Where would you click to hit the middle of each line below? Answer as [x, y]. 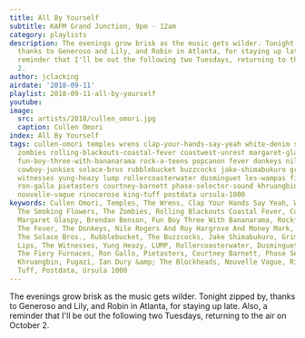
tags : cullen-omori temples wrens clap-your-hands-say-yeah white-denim [150, 144]
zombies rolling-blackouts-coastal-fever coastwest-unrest [132, 152]
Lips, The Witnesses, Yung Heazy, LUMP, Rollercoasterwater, [136, 246]
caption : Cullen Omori [60, 128]
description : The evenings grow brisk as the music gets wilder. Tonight [152, 43]
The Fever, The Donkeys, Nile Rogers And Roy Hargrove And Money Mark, [156, 228]
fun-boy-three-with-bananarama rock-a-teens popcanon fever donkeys [150, 161]
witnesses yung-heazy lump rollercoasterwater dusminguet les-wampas [152, 178]
